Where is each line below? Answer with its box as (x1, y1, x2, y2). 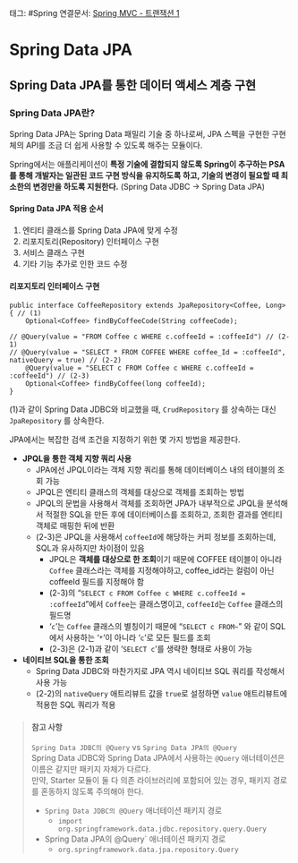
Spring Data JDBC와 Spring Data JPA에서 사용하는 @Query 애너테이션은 (30, 753, 285, 764)
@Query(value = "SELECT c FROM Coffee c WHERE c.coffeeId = (25, 363, 254, 373)
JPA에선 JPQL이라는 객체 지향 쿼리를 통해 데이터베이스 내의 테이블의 (35, 465, 276, 475)
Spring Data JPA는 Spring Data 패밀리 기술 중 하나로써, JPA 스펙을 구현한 (9, 128, 270, 139)
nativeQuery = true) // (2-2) (9, 356, 123, 365)
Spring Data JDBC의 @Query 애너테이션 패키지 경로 (44, 805, 222, 816)
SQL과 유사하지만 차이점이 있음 (35, 543, 145, 553)
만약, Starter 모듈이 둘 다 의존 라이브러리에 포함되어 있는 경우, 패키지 (30, 775, 271, 786)
